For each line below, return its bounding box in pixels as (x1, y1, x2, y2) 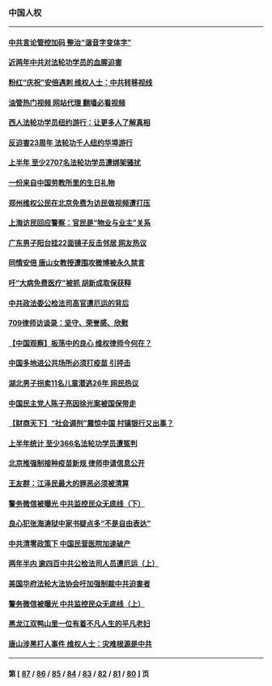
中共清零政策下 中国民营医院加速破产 (8, 539, 131, 548)
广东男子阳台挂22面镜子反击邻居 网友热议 (8, 237, 147, 248)
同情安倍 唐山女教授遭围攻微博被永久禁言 (8, 258, 146, 268)
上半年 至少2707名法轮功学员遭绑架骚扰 (8, 158, 142, 168)
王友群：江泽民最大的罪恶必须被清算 (8, 478, 130, 488)
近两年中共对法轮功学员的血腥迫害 (8, 58, 122, 67)
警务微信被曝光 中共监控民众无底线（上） (8, 599, 146, 608)
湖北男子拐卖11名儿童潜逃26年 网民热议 (8, 378, 139, 388)
